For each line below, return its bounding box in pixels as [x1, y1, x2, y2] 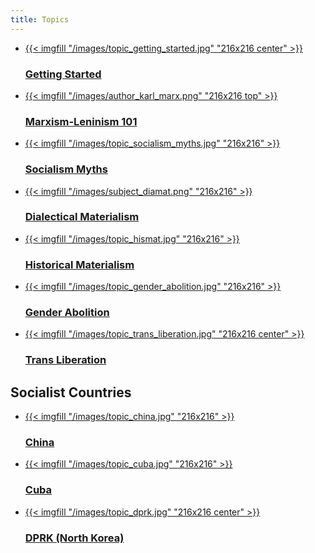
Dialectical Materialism [24, 210, 140, 224]
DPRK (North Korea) [24, 531, 125, 545]
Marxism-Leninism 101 [24, 114, 138, 128]
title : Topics [10, 14, 70, 25]
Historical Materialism [24, 257, 135, 271]
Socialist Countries [10, 384, 132, 401]
